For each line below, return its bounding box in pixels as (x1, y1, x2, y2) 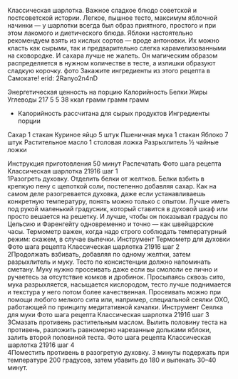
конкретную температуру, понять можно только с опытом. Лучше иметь (7, 197, 230, 205)
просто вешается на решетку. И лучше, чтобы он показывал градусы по (7, 213, 228, 220)
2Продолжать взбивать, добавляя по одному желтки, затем (7, 250, 191, 258)
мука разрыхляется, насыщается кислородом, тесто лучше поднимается (7, 280, 232, 289)
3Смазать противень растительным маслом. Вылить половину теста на (7, 318, 227, 326)
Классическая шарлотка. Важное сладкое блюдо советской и (7, 6, 197, 14)
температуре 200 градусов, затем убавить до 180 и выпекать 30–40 (7, 356, 217, 364)
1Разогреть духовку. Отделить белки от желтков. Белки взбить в (7, 174, 205, 183)
